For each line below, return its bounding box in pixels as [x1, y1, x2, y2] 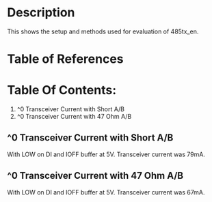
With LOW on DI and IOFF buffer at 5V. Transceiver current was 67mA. [7, 188, 205, 196]
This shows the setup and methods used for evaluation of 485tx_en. [7, 27, 199, 35]
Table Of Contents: [7, 83, 117, 98]
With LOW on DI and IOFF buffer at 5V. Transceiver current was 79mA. [7, 150, 205, 158]
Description [7, 5, 75, 20]
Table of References [7, 51, 124, 67]
